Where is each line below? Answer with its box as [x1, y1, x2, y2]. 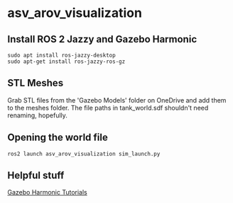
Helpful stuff [7, 170, 65, 182]
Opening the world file [7, 132, 108, 144]
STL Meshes [7, 77, 64, 89]
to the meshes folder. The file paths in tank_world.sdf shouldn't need [7, 103, 209, 112]
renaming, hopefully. [7, 111, 67, 120]
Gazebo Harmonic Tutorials [7, 188, 87, 197]
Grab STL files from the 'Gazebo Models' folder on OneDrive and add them [7, 95, 227, 104]
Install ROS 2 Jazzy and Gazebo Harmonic [7, 33, 197, 45]
